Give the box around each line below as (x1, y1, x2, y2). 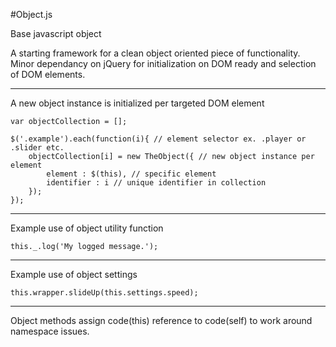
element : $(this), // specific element (46, 169, 217, 179)
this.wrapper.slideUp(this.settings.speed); (10, 288, 199, 298)
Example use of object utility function (10, 222, 164, 234)
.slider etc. (10, 143, 65, 153)
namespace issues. (10, 325, 90, 337)
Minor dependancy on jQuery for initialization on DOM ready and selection (10, 58, 317, 69)
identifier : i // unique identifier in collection (46, 178, 267, 188)
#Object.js (10, 9, 53, 20)
